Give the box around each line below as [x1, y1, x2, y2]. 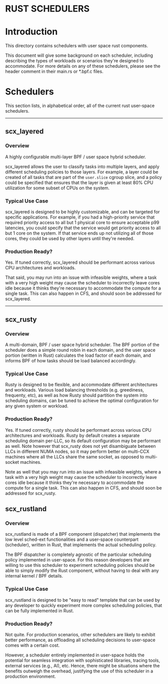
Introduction [5, 26, 58, 38]
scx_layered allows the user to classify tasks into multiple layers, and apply [5, 163, 159, 169]
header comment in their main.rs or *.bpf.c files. [5, 68, 103, 74]
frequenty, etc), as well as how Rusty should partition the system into [5, 393, 147, 399]
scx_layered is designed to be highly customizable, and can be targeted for [5, 209, 160, 215]
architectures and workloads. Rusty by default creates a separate [5, 432, 140, 438]
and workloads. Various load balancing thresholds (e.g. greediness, [5, 387, 144, 393]
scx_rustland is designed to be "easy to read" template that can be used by [5, 597, 160, 603]
